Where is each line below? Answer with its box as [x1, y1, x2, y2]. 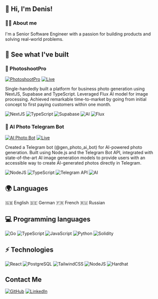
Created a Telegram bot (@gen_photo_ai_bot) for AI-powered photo [5, 144, 143, 150]
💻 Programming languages [5, 215, 91, 223]
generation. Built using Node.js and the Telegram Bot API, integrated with [5, 149, 154, 155]
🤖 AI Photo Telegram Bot [5, 124, 64, 131]
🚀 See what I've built [5, 50, 69, 59]
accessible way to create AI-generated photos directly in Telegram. [5, 160, 142, 166]
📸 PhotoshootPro [5, 65, 47, 72]
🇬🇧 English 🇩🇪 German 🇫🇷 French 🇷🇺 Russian [5, 200, 105, 206]
